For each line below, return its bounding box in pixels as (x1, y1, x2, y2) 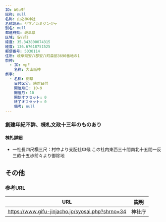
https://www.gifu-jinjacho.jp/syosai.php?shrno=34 (7, 208, 126, 215)
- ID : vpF (9, 62, 30, 67)
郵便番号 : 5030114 (5, 49, 41, 54)
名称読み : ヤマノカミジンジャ (5, 21, 57, 26)
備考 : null (14, 104, 35, 109)
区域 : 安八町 (5, 35, 28, 40)
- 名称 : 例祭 (9, 76, 34, 81)
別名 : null (5, 26, 26, 31)
